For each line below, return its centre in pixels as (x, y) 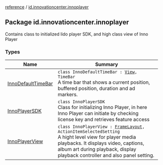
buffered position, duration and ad (96, 89)
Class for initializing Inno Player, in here (102, 108)
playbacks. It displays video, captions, (101, 143)
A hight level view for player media (97, 137)
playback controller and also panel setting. (106, 155)
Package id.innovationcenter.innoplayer (67, 22)
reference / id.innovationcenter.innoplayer (47, 7)
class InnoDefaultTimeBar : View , (97, 72)
